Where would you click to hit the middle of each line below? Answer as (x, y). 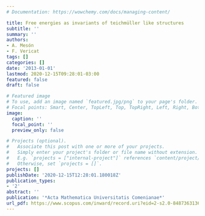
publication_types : (31, 181)
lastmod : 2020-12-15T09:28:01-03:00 (53, 74)
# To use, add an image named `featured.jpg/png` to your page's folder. (102, 102)
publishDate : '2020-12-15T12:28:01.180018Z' (64, 175)
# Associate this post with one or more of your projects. (86, 147)
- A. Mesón (20, 46)
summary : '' (21, 34)
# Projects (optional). (37, 141)
